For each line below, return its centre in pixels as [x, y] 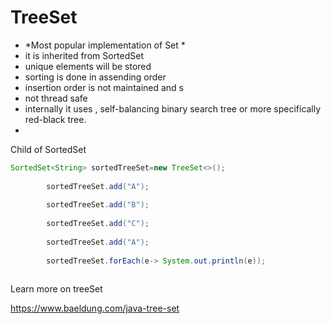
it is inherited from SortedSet [84, 55]
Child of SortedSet [48, 149]
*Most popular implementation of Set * [105, 45]
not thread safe [56, 98]
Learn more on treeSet [56, 289]
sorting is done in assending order [95, 77]
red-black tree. [55, 119]
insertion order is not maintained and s [104, 87]
